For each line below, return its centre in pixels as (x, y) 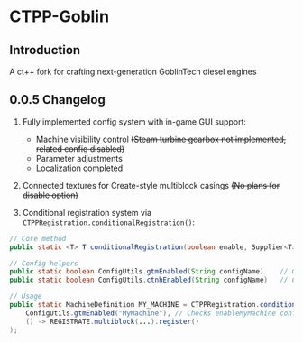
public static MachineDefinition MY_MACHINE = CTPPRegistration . (134, 305)
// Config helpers (44, 264)
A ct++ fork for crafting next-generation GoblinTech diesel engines (133, 71)
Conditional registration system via (87, 212)
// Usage (26, 297)
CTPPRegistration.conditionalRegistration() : (109, 222)
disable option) (50, 195)
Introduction (45, 50)
